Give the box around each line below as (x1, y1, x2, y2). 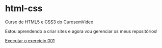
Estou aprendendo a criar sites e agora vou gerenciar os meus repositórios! (5, 28, 158, 34)
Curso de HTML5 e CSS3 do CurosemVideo (5, 19, 94, 25)
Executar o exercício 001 (5, 37, 55, 44)
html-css (5, 3, 43, 14)
